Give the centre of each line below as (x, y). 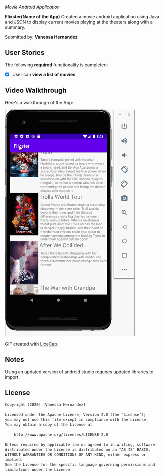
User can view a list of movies (44, 74)
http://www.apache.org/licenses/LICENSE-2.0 (61, 435)
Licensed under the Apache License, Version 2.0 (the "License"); (76, 415)
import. (12, 377)
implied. (14, 460)
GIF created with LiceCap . (32, 344)
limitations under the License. (39, 470)
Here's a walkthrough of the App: (39, 102)
